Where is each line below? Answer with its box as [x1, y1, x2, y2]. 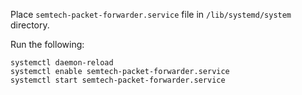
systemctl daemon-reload [10, 58, 114, 68]
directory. [10, 19, 50, 31]
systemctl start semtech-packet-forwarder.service [10, 75, 226, 85]
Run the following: [10, 39, 85, 50]
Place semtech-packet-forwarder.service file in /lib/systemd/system [10, 9, 292, 20]
